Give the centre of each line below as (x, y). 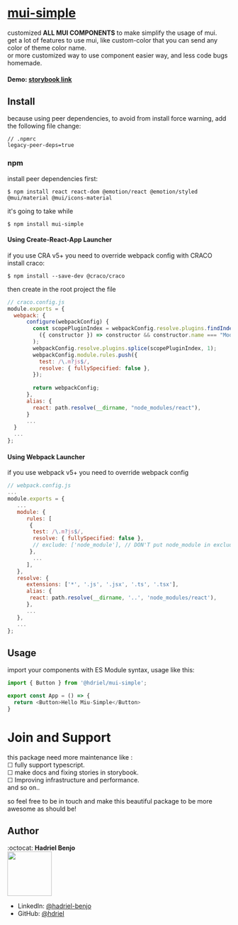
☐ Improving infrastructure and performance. (73, 779)
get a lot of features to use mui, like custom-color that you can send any (113, 40)
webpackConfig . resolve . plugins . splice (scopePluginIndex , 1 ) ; (125, 348)
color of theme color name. (47, 48)
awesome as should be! (42, 809)
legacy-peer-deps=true (41, 146)
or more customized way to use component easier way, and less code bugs (118, 55)
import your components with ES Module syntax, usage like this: (101, 670)
